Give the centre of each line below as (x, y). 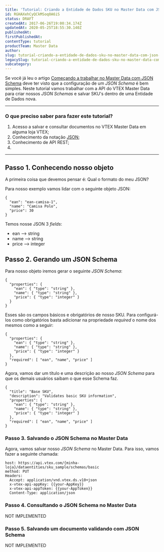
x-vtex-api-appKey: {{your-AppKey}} (47, 484)
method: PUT (17, 472)
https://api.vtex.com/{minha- (49, 463)
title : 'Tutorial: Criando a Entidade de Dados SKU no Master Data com (79, 10)
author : (13, 50)
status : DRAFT (20, 19)
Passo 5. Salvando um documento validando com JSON (72, 529)
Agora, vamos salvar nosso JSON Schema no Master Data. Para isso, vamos (82, 449)
